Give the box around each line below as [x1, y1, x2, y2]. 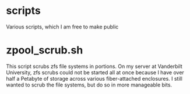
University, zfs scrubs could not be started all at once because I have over [6, 68, 185, 76]
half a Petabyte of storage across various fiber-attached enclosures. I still [6, 75, 182, 82]
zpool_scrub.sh [6, 44, 83, 57]
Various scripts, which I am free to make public [6, 23, 119, 30]
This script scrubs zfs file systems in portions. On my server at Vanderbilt [6, 63, 182, 70]
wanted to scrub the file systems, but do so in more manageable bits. [6, 81, 173, 88]
